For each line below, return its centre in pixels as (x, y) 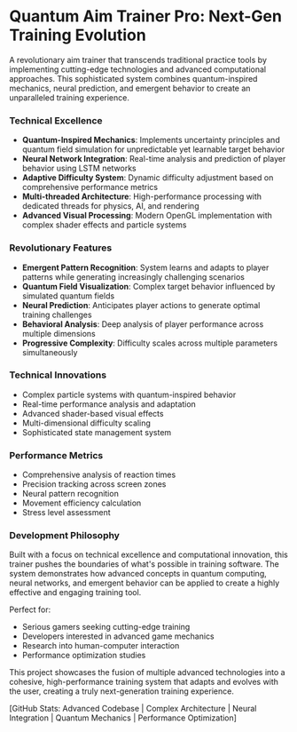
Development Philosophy (64, 536)
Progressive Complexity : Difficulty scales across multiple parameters (149, 343)
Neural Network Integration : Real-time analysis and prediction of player (154, 159)
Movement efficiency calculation (82, 503)
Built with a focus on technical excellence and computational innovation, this (148, 555)
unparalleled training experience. (70, 97)
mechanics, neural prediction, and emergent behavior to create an (130, 88)
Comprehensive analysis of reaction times (99, 475)
